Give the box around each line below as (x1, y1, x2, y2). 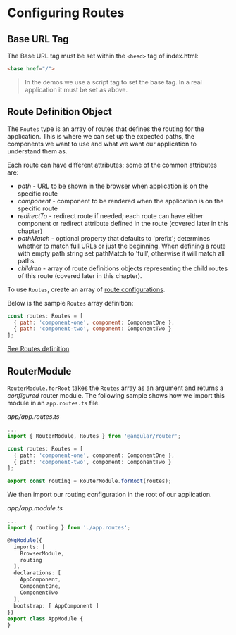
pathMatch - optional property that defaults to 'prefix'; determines (17, 234, 210, 242)
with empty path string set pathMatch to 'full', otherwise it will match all (17, 249, 225, 258)
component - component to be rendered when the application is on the (17, 196, 224, 205)
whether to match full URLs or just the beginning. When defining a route (17, 241, 227, 250)
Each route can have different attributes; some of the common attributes (7, 161, 217, 169)
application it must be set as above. (24, 85, 128, 94)
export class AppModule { (7, 615, 83, 622)
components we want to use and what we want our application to (7, 139, 197, 148)
